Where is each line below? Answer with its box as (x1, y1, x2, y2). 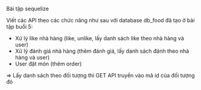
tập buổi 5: (6, 23, 33, 30)
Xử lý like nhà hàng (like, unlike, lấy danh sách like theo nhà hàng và (14, 35, 184, 41)
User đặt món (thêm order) (14, 60, 82, 67)
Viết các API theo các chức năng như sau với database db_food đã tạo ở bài (6, 17, 195, 23)
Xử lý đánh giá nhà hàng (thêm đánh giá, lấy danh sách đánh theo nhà (14, 47, 190, 55)
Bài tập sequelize (6, 5, 49, 12)
